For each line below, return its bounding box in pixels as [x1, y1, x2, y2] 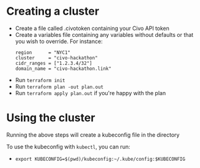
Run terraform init [15, 76, 65, 83]
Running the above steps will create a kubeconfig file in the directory [6, 131, 180, 139]
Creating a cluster [6, 4, 100, 18]
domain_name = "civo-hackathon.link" [15, 66, 112, 72]
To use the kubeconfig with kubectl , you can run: [6, 143, 130, 150]
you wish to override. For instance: [15, 37, 103, 45]
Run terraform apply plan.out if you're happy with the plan [15, 89, 166, 96]
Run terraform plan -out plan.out [15, 83, 104, 90]
